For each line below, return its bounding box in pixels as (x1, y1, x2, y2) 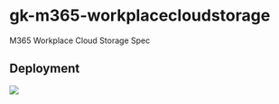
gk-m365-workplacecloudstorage (9, 5, 271, 26)
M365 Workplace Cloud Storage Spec (9, 35, 151, 46)
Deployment (9, 61, 80, 76)
